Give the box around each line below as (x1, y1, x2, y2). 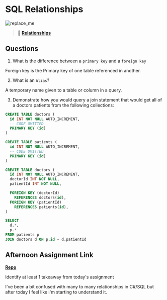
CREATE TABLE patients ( (5, 140, 57, 145)
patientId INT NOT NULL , (10, 181, 62, 186)
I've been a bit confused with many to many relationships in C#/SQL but (5, 283, 154, 289)
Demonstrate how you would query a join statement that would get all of (12, 96, 162, 103)
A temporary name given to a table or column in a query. (5, 87, 122, 93)
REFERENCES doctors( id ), (14, 195, 66, 200)
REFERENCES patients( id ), (14, 205, 69, 210)
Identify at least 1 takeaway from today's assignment (5, 274, 114, 280)
